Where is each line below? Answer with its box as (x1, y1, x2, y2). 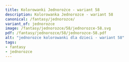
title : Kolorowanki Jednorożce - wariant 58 (5, 7, 100, 12)
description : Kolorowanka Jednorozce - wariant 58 (5, 12, 113, 17)
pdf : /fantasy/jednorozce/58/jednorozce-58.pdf (5, 30, 107, 35)
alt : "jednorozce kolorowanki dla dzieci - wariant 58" (5, 35, 124, 40)
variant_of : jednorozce (5, 21, 55, 26)
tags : (5, 40, 17, 45)
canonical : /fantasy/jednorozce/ (5, 16, 75, 21)
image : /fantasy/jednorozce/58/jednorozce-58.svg (5, 26, 111, 31)
